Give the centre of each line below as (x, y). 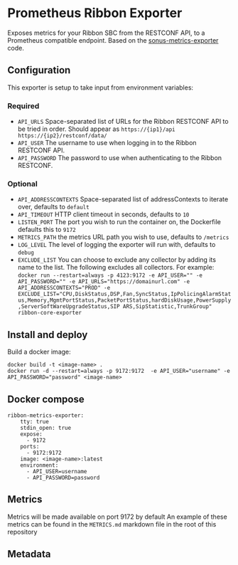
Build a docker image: (39, 352)
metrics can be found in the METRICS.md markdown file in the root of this (112, 524)
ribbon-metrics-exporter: (45, 415)
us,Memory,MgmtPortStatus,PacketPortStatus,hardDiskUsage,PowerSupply (124, 300)
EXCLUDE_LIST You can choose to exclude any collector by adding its (117, 260)
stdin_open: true (46, 428)
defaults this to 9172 (47, 230)
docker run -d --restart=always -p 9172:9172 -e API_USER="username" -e (119, 371)
